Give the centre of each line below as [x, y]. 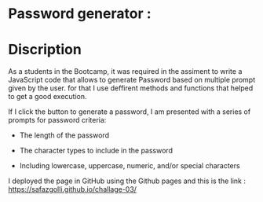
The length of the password [64, 135]
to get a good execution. [48, 97]
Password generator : [80, 14]
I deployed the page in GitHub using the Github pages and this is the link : [127, 181]
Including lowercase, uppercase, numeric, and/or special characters [130, 166]
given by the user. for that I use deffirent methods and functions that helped [131, 88]
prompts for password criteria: [57, 120]
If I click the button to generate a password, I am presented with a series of [130, 112]
